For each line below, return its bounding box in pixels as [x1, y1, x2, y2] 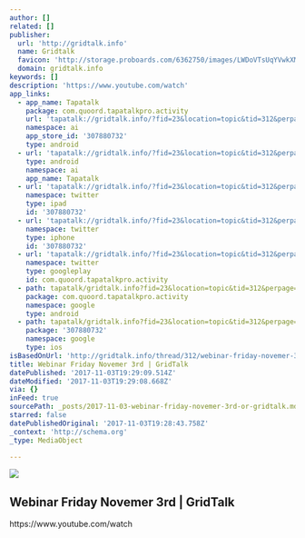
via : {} [9, 385, 39, 394]
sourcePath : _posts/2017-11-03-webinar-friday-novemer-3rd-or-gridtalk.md [9, 402, 299, 412]
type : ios [25, 343, 64, 352]
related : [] [9, 22, 54, 31]
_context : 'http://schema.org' [9, 427, 128, 436]
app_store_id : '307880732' [25, 132, 128, 141]
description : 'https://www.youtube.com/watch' [9, 81, 189, 90]
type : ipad [25, 199, 67, 209]
